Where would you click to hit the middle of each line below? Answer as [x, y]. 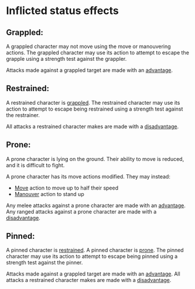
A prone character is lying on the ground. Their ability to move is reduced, [95, 159]
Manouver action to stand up [49, 194]
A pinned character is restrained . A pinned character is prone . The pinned [95, 250]
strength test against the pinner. [45, 263]
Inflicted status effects [62, 11]
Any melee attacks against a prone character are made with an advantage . [96, 205]
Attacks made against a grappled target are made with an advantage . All [93, 274]
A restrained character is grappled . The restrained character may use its [93, 102]
